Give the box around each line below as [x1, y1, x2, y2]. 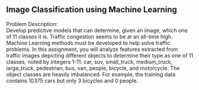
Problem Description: [6, 20, 58, 27]
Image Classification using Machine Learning [6, 5, 177, 15]
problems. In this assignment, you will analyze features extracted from [6, 46, 178, 53]
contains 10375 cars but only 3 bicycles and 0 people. [6, 77, 138, 84]
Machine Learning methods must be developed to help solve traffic [6, 39, 170, 46]
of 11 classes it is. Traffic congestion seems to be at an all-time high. [6, 33, 173, 40]
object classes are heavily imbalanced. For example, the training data [6, 70, 176, 78]
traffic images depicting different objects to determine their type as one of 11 [6, 52, 194, 59]
